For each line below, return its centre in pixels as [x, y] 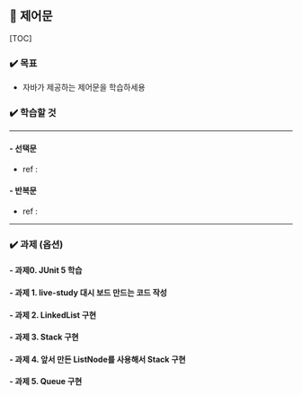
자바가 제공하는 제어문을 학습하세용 [84, 87]
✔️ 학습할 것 [33, 113]
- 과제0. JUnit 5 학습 [46, 270]
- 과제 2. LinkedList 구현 [53, 315]
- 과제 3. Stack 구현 [44, 337]
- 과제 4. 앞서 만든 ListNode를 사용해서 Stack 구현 [98, 359]
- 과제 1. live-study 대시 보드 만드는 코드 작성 [89, 292]
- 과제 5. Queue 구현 [46, 382]
